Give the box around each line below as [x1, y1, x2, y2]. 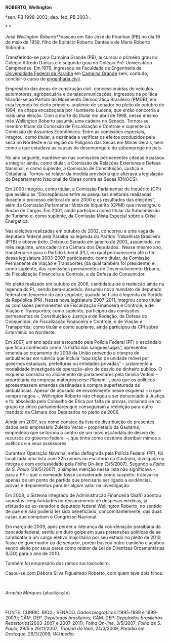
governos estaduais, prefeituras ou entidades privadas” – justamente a [5, 360, 153, 367]
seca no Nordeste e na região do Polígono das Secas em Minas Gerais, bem [5, 139, 164, 145]
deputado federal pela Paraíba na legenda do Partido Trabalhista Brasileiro [5, 233, 161, 239]
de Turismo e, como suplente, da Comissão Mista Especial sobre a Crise [5, 213, 156, 219]
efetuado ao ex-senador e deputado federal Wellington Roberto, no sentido [5, 503, 162, 509]
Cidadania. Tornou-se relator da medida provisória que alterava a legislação [5, 171, 163, 177]
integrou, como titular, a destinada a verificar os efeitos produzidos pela [5, 134, 155, 140]
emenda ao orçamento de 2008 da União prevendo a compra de [5, 350, 140, 356]
